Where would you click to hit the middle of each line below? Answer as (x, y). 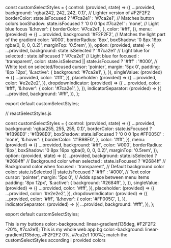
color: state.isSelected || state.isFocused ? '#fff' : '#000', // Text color (78, 172)
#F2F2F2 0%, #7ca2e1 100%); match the (85, 235)
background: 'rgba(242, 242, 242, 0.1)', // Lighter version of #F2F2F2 (78, 13)
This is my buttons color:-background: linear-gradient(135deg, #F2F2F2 (81, 224)
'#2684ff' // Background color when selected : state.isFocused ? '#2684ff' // (85, 161)
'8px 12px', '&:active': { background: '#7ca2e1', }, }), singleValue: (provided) (84, 72)
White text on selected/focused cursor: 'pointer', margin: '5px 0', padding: (83, 67)
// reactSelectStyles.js (28, 113)
